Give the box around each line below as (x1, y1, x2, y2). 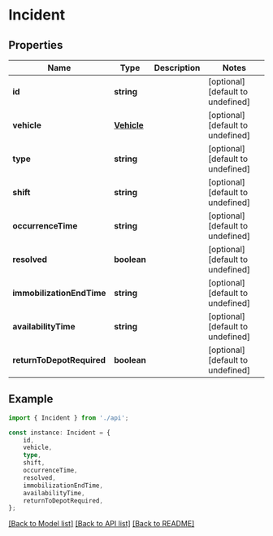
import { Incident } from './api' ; (8, 413, 129, 422)
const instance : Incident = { (8, 429, 111, 437)
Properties (8, 38, 63, 52)
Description (154, 63, 201, 73)
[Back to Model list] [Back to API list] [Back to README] (8, 519, 195, 529)
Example (8, 392, 54, 406)
